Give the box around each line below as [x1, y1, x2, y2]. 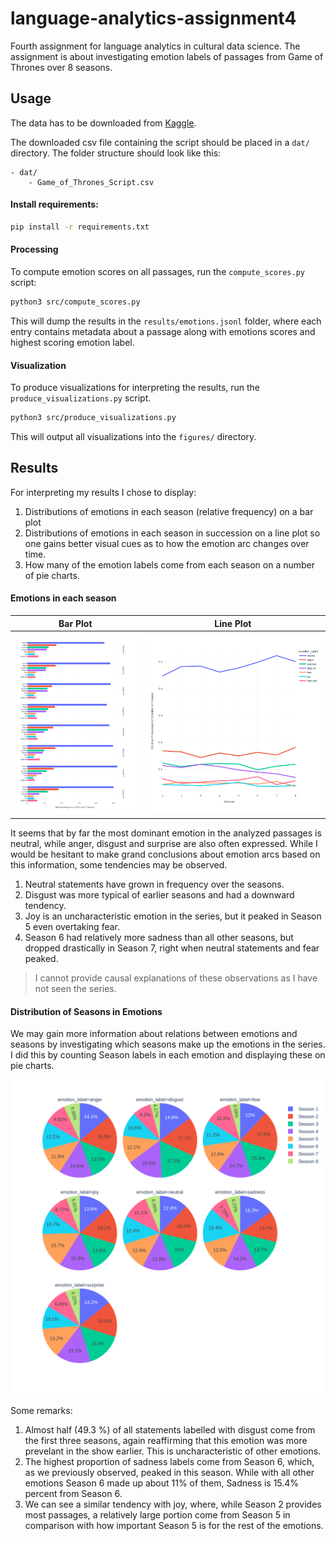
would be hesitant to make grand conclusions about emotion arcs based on [10, 848, 321, 860]
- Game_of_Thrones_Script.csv [28, 177, 155, 187]
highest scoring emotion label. [10, 336, 135, 348]
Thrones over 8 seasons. [10, 61, 113, 73]
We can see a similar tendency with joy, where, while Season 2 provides [24, 1498, 322, 1511]
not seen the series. [34, 982, 117, 994]
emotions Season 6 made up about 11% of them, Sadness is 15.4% [24, 1477, 300, 1489]
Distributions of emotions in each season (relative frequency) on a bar [24, 505, 314, 517]
